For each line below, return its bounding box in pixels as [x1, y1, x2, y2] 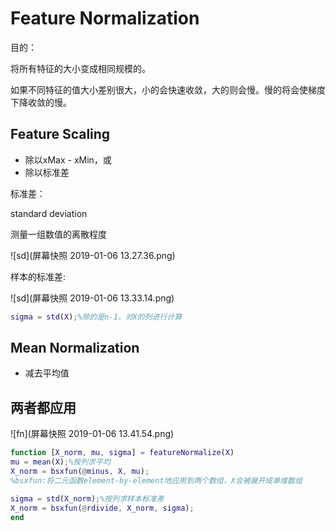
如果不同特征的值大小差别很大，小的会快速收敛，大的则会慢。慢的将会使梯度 [10, 83, 326, 96]
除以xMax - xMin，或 [24, 153, 112, 166]
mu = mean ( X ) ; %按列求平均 [10, 457, 111, 467]
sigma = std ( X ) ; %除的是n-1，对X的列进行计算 [10, 312, 183, 322]
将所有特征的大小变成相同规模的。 [10, 62, 151, 74]
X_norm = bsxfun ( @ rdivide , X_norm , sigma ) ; [10, 503, 195, 513]
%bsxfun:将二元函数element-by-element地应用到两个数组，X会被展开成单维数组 [10, 475, 303, 486]
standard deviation [10, 207, 88, 219]
